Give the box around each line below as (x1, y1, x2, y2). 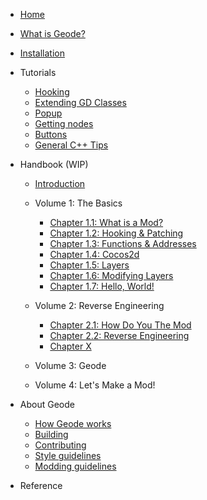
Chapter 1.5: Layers (49, 259, 130, 271)
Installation (19, 47, 66, 59)
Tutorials (19, 67, 57, 78)
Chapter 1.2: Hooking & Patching (49, 227, 184, 239)
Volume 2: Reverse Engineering (34, 300, 165, 311)
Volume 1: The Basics (34, 197, 123, 209)
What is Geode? (19, 28, 86, 39)
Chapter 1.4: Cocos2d (49, 249, 140, 260)
